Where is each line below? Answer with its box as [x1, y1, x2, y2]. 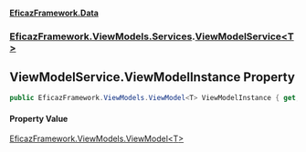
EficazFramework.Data [9, 7, 99, 18]
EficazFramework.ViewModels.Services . [9, 30, 196, 43]
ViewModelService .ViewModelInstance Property [9, 69, 295, 85]
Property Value [9, 113, 69, 124]
